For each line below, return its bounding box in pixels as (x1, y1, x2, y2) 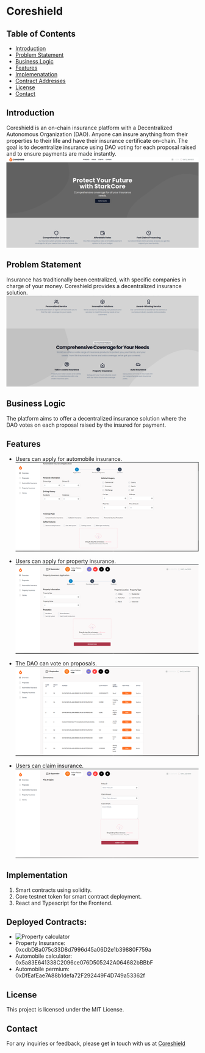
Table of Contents (6, 29, 76, 39)
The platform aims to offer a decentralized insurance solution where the (6, 414, 187, 422)
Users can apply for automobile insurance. (15, 455, 123, 462)
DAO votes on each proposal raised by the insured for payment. (6, 421, 167, 429)
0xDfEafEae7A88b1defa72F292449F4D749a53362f (15, 972, 145, 979)
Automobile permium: (15, 966, 70, 973)
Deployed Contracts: (6, 917, 87, 927)
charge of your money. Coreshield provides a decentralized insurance (6, 282, 182, 289)
